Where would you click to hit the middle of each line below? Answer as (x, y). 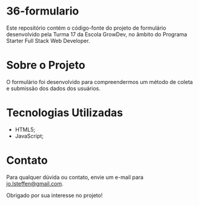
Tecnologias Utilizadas (65, 113)
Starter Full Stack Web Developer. (48, 41)
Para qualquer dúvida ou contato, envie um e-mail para (75, 177)
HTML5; (25, 129)
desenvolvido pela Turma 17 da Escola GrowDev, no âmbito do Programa (97, 34)
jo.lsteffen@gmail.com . (35, 183)
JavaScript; (29, 136)
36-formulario (43, 11)
